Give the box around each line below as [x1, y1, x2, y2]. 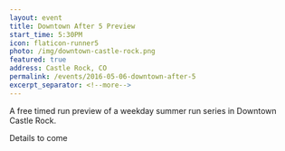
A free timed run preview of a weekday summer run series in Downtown [9, 105, 278, 116]
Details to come [9, 132, 68, 143]
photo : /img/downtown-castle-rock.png [9, 47, 156, 56]
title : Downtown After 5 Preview [9, 22, 136, 31]
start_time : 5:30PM [9, 30, 83, 39]
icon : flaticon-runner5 [9, 38, 100, 48]
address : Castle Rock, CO [9, 64, 107, 73]
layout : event [9, 13, 63, 23]
